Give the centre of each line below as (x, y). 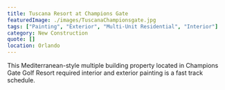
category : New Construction (48, 33)
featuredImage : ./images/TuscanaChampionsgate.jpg (82, 20)
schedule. (21, 80)
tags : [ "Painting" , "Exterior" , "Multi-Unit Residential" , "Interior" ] (112, 26)
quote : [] (21, 39)
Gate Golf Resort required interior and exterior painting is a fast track (105, 73)
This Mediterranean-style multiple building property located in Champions (113, 65)
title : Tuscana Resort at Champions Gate (68, 13)
